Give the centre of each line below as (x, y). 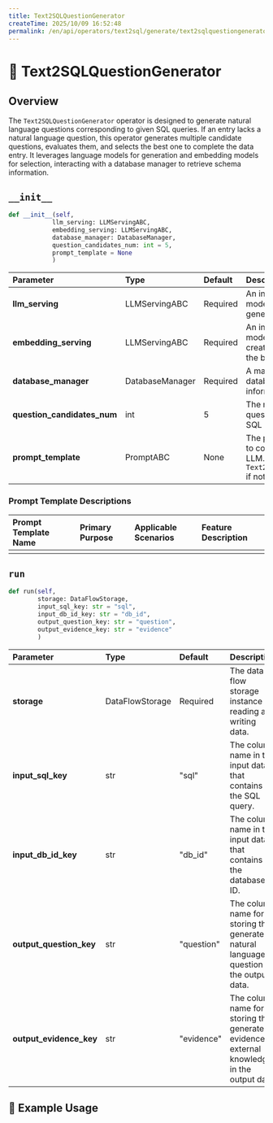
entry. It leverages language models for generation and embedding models (134, 155)
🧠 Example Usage (54, 1108)
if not (256, 477)
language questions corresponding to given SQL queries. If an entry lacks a (135, 129)
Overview (34, 101)
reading (244, 711)
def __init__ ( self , (41, 215)
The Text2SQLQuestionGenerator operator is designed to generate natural (130, 121)
